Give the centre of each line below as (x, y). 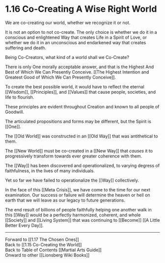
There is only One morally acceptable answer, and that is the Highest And (79, 67)
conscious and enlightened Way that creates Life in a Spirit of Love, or (76, 37)
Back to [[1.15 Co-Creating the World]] (43, 244)
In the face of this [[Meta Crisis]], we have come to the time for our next (78, 189)
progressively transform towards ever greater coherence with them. (74, 156)
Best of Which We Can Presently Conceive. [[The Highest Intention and (77, 72)
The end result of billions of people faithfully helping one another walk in (78, 210)
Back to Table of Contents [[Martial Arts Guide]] (53, 250)
